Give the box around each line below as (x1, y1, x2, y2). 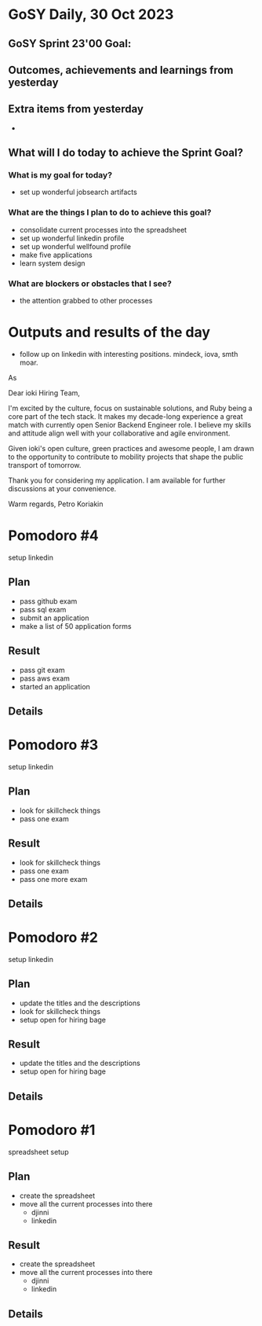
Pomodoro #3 (8, 736, 99, 754)
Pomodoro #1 (8, 1122, 96, 1139)
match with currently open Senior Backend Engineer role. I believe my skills (8, 421, 252, 429)
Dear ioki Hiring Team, (8, 388, 81, 398)
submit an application (19, 613, 89, 623)
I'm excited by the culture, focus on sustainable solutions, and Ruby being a (8, 403, 253, 413)
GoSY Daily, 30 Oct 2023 (8, 6, 174, 24)
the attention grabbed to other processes (19, 296, 153, 306)
